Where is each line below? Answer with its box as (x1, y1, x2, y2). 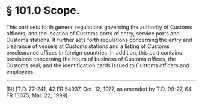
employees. (6, 68, 35, 75)
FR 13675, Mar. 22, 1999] (6, 91, 68, 99)
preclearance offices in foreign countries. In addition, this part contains (6, 49, 182, 56)
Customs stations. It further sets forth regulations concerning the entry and (6, 36, 192, 43)
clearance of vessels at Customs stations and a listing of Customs (6, 43, 170, 50)
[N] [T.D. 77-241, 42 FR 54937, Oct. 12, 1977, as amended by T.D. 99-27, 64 (6, 85, 192, 92)
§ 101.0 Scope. (6, 4, 80, 17)
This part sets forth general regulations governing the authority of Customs (6, 23, 192, 31)
